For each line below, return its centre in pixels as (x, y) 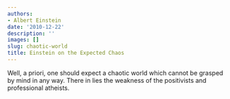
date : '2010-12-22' (36, 27)
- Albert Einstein (34, 20)
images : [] (23, 40)
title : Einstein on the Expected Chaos (66, 53)
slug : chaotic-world (38, 46)
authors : (20, 14)
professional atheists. (38, 88)
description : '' (31, 33)
